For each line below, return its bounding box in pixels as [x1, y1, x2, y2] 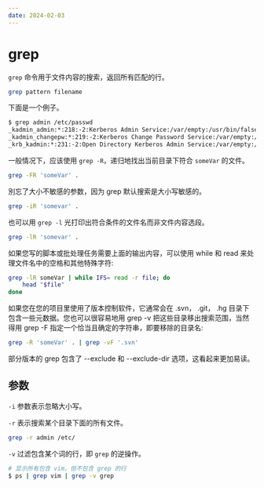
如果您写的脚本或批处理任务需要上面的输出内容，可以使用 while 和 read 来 [8, 248, 247, 257]
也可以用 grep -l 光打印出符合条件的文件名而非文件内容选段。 [8, 217, 209, 227]
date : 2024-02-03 [8, 11, 65, 20]
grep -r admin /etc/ [8, 433, 76, 442]
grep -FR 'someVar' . [8, 171, 79, 179]
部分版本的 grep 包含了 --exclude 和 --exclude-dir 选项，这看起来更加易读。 [8, 354, 255, 363]
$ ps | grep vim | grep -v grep [8, 472, 114, 479]
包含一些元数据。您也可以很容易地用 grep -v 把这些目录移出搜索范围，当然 [8, 313, 250, 322]
